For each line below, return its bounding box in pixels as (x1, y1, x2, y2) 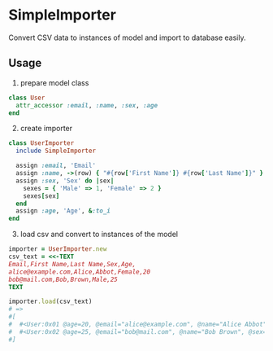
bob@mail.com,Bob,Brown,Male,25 (8, 275, 118, 283)
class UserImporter (8, 139, 75, 147)
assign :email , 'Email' (15, 161, 96, 170)
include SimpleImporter (15, 147, 96, 156)
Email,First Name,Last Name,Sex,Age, (8, 260, 136, 268)
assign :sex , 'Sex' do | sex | (15, 177, 115, 185)
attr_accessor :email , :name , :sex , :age (15, 101, 158, 109)
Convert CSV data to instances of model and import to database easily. (8, 33, 246, 42)
